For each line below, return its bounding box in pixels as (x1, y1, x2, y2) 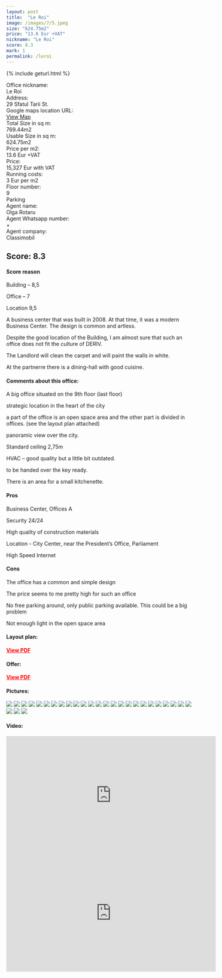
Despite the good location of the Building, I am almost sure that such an (6, 334, 183, 341)
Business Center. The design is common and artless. (6, 323, 136, 330)
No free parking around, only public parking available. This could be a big (6, 602, 187, 609)
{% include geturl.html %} (6, 69, 71, 77)
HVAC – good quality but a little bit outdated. (6, 455, 115, 462)
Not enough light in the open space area (6, 619, 106, 627)
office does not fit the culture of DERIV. (6, 341, 103, 348)
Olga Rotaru (6, 208, 36, 215)
